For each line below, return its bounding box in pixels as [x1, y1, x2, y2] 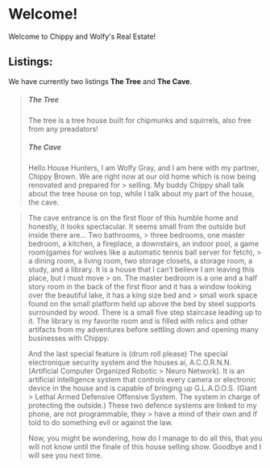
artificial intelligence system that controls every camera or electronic [27, 374, 256, 384]
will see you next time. [27, 450, 103, 460]
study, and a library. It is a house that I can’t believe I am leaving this [27, 264, 255, 274]
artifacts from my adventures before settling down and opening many [27, 324, 260, 334]
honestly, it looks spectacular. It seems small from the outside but [27, 221, 246, 231]
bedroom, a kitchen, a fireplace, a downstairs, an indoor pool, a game [27, 238, 260, 248]
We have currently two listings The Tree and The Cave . [8, 76, 192, 86]
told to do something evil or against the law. [27, 417, 173, 427]
